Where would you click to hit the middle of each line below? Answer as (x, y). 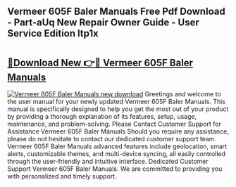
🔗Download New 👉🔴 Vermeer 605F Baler (100, 63)
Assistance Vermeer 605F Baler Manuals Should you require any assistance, (118, 131)
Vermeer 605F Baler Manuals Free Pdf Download (116, 12)
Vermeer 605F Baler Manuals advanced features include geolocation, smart (117, 146)
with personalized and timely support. (62, 176)
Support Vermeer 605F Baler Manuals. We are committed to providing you (115, 169)
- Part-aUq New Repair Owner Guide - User (103, 23)
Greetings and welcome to (183, 94)
